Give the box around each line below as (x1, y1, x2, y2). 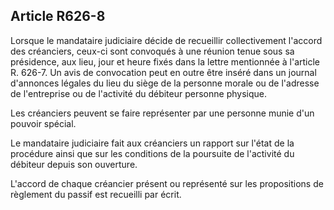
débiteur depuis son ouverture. (10, 158, 138, 170)
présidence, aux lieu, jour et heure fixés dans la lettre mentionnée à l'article (10, 55, 320, 68)
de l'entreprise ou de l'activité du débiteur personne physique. (10, 87, 267, 99)
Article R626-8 (10, 8, 106, 25)
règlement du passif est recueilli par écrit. (10, 188, 182, 200)
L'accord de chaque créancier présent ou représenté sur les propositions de (10, 177, 324, 189)
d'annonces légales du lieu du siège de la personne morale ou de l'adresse (10, 77, 320, 89)
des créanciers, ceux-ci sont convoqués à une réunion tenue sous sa (10, 45, 295, 57)
